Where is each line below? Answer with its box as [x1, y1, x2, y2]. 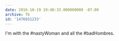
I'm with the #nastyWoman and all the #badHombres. [5, 30, 115, 36]
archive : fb [5, 12, 30, 17]
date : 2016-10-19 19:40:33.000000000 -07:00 [5, 7, 99, 12]
